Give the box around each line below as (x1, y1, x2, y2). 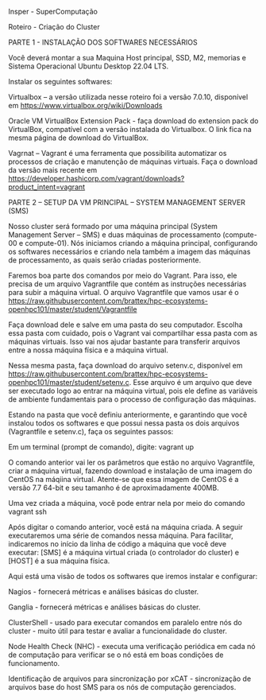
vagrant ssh (8, 507, 48, 516)
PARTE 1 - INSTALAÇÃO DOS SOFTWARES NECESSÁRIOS (8, 37, 198, 47)
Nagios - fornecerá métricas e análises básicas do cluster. (8, 587, 199, 596)
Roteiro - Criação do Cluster (8, 22, 101, 31)
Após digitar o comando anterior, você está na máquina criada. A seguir (8, 523, 244, 531)
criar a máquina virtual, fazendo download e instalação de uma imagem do (8, 466, 253, 476)
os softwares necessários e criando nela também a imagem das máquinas (8, 247, 251, 256)
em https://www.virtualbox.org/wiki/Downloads (8, 101, 163, 110)
